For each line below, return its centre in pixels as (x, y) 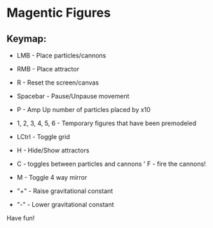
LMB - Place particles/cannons (61, 55)
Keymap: (27, 39)
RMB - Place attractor (48, 69)
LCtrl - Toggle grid (43, 137)
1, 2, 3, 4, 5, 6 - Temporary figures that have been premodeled (106, 123)
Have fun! (21, 218)
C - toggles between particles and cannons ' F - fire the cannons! (111, 164)
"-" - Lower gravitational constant (65, 205)
